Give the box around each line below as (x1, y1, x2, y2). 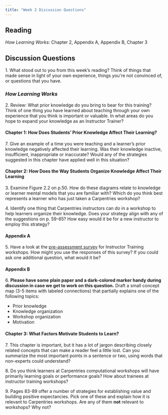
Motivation (12, 319, 35, 325)
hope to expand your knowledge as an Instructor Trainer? (5, 118, 124, 124)
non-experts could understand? (5, 358, 71, 364)
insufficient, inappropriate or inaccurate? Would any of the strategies (5, 151, 147, 157)
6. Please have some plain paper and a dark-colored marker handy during (5, 277, 161, 283)
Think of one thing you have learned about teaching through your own (5, 107, 150, 113)
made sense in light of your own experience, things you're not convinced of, (5, 72, 162, 78)
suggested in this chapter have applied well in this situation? (5, 156, 129, 162)
